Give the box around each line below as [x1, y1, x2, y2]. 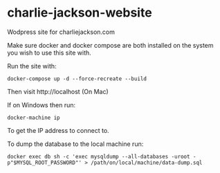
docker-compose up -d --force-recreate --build [7, 75, 147, 82]
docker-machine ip [7, 114, 60, 121]
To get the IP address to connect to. [7, 126, 109, 134]
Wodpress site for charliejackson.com [7, 28, 116, 36]
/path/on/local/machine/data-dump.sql [91, 159, 203, 166]
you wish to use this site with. [7, 48, 91, 57]
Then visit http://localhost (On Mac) [7, 87, 109, 95]
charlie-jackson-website [7, 5, 152, 21]
